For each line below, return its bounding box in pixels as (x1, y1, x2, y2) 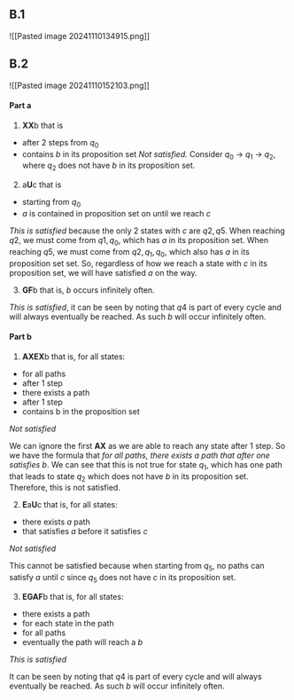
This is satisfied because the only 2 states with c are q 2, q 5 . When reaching (9, 225, 285, 236)
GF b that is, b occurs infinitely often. (21, 284, 155, 295)
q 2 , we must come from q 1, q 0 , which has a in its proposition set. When (9, 235, 269, 248)
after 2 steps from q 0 (21, 137, 99, 150)
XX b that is (21, 120, 64, 130)
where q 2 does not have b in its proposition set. (21, 160, 196, 173)
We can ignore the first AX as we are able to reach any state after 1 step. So (9, 440, 286, 451)
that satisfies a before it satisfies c (21, 526, 148, 537)
